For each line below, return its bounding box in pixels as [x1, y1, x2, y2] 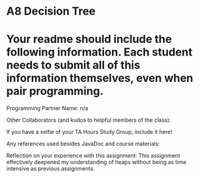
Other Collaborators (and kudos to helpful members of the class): [6, 116, 171, 124]
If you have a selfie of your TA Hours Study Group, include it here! [6, 128, 173, 136]
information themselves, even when [6, 72, 193, 85]
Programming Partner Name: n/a [6, 105, 89, 112]
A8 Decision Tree [6, 4, 96, 18]
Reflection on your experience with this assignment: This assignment [6, 152, 181, 160]
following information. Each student [6, 45, 193, 59]
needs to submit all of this [6, 58, 141, 72]
